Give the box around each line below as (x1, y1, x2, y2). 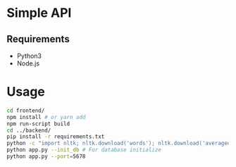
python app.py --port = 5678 (6, 153, 86, 160)
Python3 (16, 51, 42, 60)
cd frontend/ (6, 107, 45, 114)
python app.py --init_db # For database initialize (6, 147, 161, 154)
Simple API (6, 5, 72, 21)
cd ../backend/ (6, 127, 51, 134)
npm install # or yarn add (6, 113, 86, 120)
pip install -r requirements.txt (6, 133, 105, 140)
